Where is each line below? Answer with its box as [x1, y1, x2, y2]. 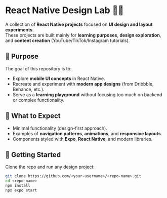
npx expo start [5, 188, 37, 193]
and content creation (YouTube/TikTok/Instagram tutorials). [5, 37, 130, 44]
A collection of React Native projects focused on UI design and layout [5, 21, 153, 27]
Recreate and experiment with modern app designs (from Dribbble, [12, 81, 154, 87]
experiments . [5, 26, 34, 32]
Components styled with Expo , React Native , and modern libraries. [12, 136, 153, 142]
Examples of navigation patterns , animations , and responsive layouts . [12, 130, 162, 136]
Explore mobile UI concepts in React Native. [12, 75, 105, 82]
